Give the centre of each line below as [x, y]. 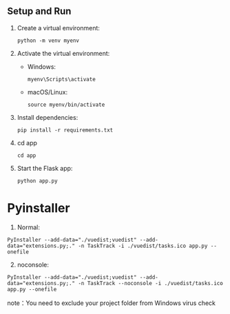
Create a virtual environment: [58, 28]
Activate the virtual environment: [63, 53]
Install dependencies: [48, 117]
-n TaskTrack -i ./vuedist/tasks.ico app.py [143, 246]
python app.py [37, 181]
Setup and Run [39, 11]
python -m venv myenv [48, 41]
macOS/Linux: [47, 92]
